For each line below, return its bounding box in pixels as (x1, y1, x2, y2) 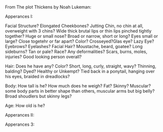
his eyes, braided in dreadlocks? (5, 74, 70, 79)
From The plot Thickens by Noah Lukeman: (5, 4, 91, 10)
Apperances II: (5, 112, 35, 118)
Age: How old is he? (5, 103, 45, 108)
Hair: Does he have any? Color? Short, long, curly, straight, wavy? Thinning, (5, 63, 157, 69)
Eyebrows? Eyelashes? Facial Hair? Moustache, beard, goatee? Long (5, 44, 143, 49)
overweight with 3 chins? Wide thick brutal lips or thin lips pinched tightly (5, 28, 152, 33)
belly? (143, 88, 155, 94)
